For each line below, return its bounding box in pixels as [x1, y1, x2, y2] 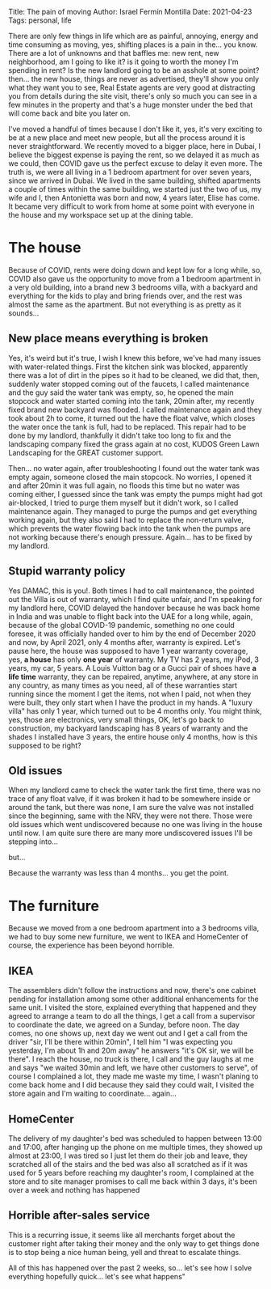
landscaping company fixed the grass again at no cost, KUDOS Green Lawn [8, 439, 260, 448]
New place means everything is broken [8, 332, 209, 346]
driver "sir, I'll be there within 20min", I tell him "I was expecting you [8, 1037, 233, 1047]
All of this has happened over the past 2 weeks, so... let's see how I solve [8, 1262, 252, 1273]
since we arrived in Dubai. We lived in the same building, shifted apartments [8, 176, 261, 185]
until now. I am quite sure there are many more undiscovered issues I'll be [8, 829, 252, 838]
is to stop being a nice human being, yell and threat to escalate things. [8, 1247, 241, 1257]
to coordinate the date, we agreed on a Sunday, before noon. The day [8, 1020, 240, 1030]
